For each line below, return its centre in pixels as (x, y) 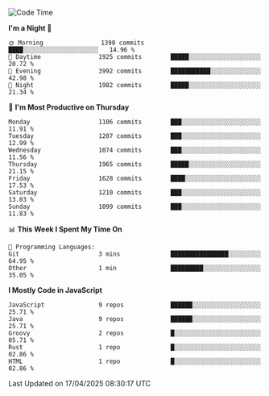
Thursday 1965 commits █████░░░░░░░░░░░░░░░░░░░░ (135, 165)
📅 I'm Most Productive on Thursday (69, 107)
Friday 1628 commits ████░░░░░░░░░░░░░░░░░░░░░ (135, 178)
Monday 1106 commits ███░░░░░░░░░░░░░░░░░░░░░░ (135, 122)
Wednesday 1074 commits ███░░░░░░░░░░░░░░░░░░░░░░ (135, 150)
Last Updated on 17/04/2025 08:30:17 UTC (80, 383)
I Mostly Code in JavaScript (56, 290)
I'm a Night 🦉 (30, 28)
